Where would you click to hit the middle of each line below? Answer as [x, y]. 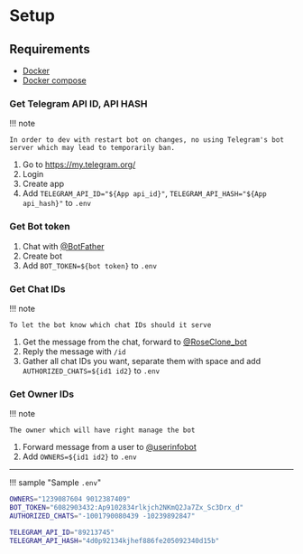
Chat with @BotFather [64, 246]
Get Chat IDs [37, 288]
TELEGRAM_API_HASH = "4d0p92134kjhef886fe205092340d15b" [115, 540]
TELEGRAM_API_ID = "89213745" [62, 532]
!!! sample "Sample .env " [55, 483]
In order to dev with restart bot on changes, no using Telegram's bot [147, 140]
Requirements [50, 49]
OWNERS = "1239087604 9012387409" [70, 499]
